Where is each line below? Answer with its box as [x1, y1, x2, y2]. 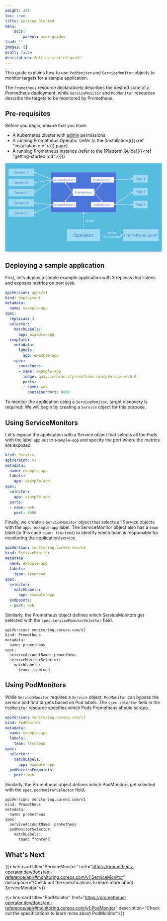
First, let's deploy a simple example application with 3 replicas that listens [5, 274, 156, 281]
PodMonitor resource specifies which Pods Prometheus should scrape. [5, 705, 149, 711]
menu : [5, 24, 16, 29]
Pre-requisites [5, 109, 51, 118]
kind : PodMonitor [5, 720, 41, 725]
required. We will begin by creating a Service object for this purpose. [5, 404, 146, 410]
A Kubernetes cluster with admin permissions [12, 132, 106, 138]
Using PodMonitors [5, 681, 66, 689]
